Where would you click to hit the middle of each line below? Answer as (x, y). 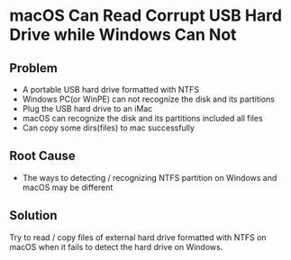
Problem (34, 68)
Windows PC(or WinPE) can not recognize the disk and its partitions (148, 99)
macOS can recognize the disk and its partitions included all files (142, 118)
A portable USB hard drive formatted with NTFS (111, 90)
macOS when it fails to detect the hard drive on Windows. (116, 247)
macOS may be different (68, 187)
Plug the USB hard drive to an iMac (87, 108)
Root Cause (43, 156)
